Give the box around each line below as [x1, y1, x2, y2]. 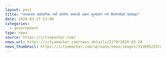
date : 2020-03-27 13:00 [5, 16, 54, 21]
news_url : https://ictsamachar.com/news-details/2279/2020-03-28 [5, 40, 142, 45]
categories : [5, 21, 30, 26]
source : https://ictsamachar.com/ [5, 35, 77, 40]
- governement [9, 26, 39, 31]
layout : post [5, 7, 32, 12]
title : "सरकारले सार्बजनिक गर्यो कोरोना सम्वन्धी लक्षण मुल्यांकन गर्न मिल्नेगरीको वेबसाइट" [5, 12, 141, 17]
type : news [5, 30, 28, 35]
